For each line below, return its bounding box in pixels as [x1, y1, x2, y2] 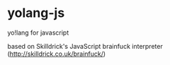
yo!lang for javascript [7, 28, 69, 37]
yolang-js [7, 5, 65, 21]
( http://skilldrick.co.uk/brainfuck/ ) [7, 49, 106, 58]
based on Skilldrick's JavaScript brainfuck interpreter [7, 42, 163, 50]
